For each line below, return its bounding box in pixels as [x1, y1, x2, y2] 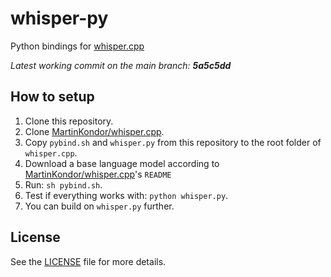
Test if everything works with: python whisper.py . [24, 189, 229, 201]
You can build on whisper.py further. [24, 200, 175, 212]
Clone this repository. [24, 115, 114, 127]
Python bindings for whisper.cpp [10, 40, 145, 52]
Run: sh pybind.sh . [24, 178, 103, 191]
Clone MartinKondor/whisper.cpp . [24, 125, 165, 137]
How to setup [10, 88, 95, 106]
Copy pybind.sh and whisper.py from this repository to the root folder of [24, 136, 322, 148]
